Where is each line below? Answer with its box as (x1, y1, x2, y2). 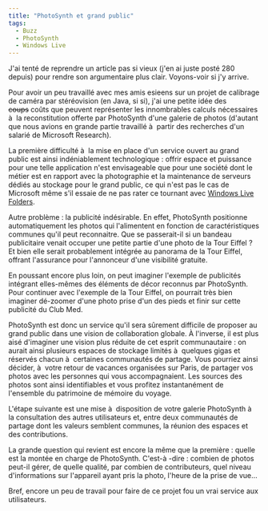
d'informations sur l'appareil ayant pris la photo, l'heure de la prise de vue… (8, 471, 258, 481)
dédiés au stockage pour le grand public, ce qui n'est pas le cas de (8, 180, 230, 189)
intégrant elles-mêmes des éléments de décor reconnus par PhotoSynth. (8, 279, 249, 289)
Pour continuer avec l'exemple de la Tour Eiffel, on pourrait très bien (8, 288, 233, 298)
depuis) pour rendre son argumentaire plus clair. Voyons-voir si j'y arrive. (8, 72, 250, 82)
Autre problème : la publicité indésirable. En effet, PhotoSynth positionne (8, 213, 248, 222)
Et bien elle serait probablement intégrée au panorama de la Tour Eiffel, (8, 246, 242, 257)
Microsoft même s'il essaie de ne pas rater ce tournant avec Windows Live (8, 189, 254, 198)
